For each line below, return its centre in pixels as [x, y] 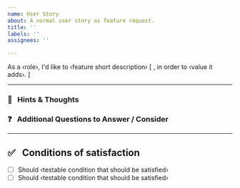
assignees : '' [29, 41]
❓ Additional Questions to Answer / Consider [88, 119]
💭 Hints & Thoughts [43, 100]
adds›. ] [19, 75]
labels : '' [24, 34]
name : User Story [33, 14]
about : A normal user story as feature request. [81, 21]
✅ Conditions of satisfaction [74, 153]
